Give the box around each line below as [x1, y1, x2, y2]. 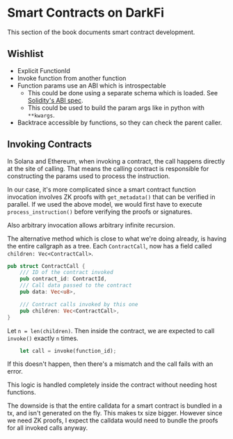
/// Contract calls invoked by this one [19, 301, 138, 308]
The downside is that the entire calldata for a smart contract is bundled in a [7, 401, 223, 410]
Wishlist [7, 48, 44, 60]
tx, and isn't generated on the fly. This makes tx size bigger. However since [7, 409, 223, 417]
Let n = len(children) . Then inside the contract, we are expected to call [7, 326, 215, 335]
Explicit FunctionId [17, 66, 71, 74]
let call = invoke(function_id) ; [19, 347, 117, 354]
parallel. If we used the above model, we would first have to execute [7, 200, 202, 208]
